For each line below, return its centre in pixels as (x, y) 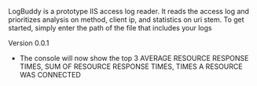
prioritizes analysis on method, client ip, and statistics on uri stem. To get (127, 20)
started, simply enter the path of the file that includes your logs (110, 28)
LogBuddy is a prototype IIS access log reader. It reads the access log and (129, 11)
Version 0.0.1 (29, 43)
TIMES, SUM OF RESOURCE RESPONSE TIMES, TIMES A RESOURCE (131, 66)
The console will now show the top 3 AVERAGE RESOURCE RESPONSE (134, 58)
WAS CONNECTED (50, 75)
